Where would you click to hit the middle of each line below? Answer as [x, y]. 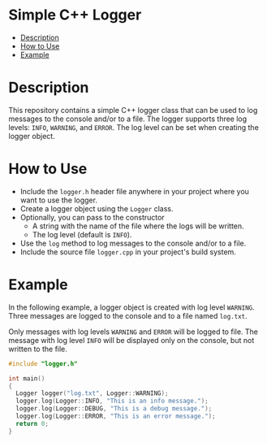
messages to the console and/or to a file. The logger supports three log [128, 119]
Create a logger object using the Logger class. [97, 208]
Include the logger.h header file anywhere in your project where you [135, 191]
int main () [27, 378]
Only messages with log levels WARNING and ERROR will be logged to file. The [133, 332]
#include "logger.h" [43, 363]
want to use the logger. [58, 200]
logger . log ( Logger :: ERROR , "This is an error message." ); [116, 416]
